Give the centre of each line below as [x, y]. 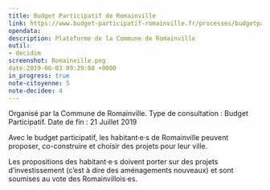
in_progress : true [39, 76]
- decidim [25, 53]
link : [17, 23]
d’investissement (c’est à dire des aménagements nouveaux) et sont [121, 171]
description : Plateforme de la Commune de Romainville [102, 38]
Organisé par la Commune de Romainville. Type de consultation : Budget [129, 114]
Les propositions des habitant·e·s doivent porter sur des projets [113, 162]
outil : [19, 46]
